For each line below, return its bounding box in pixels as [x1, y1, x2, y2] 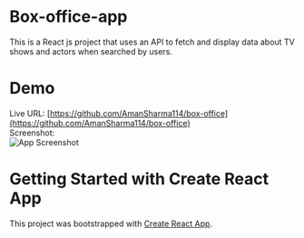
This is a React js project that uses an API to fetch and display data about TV [9, 36, 295, 47]
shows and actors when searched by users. [9, 45, 172, 56]
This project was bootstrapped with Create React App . [9, 218, 213, 229]
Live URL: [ [9, 107, 51, 119]
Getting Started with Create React [9, 169, 270, 190]
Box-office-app [9, 6, 128, 27]
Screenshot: [9, 127, 55, 138]
